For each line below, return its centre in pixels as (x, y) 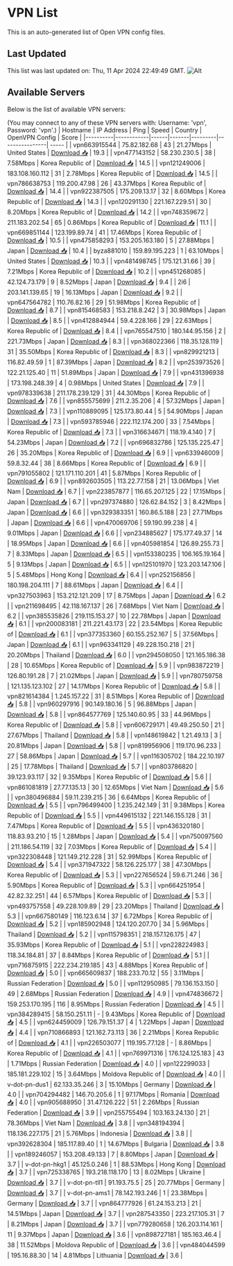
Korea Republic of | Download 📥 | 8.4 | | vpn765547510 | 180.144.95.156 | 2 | (116, 330)
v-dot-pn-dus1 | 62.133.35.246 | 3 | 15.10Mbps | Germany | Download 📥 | (112, 1084)
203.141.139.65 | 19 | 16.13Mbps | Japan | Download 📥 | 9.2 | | (95, 292)
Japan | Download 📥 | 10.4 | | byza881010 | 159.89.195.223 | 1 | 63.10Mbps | (115, 251)
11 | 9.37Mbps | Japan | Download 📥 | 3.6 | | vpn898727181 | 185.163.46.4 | (114, 1234)
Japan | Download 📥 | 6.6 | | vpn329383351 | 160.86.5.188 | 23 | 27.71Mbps (115, 512)
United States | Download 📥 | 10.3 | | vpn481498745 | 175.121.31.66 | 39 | (111, 261)
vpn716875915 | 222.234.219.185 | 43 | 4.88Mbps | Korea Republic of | (107, 965)
